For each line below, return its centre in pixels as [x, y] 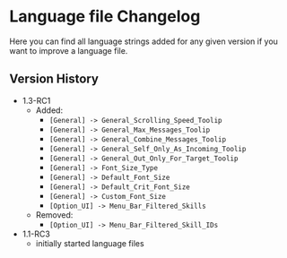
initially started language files [90, 243]
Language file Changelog [105, 17]
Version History [54, 79]
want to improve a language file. [69, 50]
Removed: [54, 215]
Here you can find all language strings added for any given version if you [143, 41]
